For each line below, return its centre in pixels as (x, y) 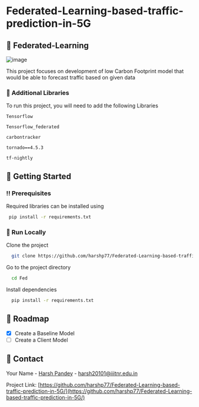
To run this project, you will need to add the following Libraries (82, 106)
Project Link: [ (23, 384)
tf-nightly (20, 158)
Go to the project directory (38, 268)
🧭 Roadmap (28, 319)
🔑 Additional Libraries (38, 93)
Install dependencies (32, 290)
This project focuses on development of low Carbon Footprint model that (95, 71)
